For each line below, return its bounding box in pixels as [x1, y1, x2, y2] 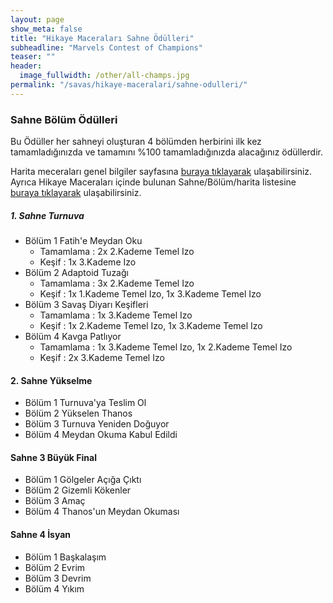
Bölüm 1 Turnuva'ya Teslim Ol [24, 397, 147, 409]
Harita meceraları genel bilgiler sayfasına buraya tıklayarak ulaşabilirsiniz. [10, 166, 313, 178]
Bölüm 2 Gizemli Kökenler [24, 484, 132, 496]
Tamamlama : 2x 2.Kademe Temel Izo [39, 246, 195, 258]
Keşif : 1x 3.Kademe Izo [39, 256, 137, 268]
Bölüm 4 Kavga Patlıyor [24, 331, 122, 343]
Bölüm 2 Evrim [24, 561, 86, 573]
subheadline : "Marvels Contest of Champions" [10, 42, 203, 53]
